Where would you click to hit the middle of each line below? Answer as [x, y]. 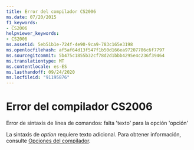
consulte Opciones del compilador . [48, 141]
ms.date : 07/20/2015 [32, 17]
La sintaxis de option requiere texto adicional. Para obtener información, [94, 135]
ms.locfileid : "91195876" [38, 77]
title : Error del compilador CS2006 [51, 12]
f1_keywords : [22, 22]
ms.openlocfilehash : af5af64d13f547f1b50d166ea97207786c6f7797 [86, 50]
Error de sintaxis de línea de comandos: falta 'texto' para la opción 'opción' [97, 123]
